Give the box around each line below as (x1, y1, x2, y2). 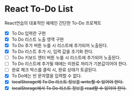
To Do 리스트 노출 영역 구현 (11, 36, 64, 42)
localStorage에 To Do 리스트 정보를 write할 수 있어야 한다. (11, 79, 124, 85)
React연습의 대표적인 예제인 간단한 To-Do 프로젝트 (4, 20, 102, 26)
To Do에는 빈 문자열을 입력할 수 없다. (11, 73, 82, 79)
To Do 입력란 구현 (11, 30, 46, 36)
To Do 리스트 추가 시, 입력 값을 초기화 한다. (11, 48, 94, 54)
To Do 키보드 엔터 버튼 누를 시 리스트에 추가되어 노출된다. (11, 55, 121, 61)
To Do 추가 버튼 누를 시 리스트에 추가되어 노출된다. (11, 43, 108, 48)
